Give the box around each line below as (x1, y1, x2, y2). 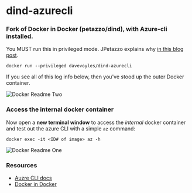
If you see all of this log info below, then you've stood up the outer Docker (6, 73, 184, 80)
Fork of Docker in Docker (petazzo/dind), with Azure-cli (6, 25, 167, 33)
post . (6, 51, 19, 59)
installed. (6, 32, 33, 40)
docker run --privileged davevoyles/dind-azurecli (6, 63, 132, 69)
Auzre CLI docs (14, 174, 52, 182)
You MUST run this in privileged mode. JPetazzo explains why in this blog (6, 46, 184, 53)
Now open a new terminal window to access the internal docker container (6, 119, 186, 126)
